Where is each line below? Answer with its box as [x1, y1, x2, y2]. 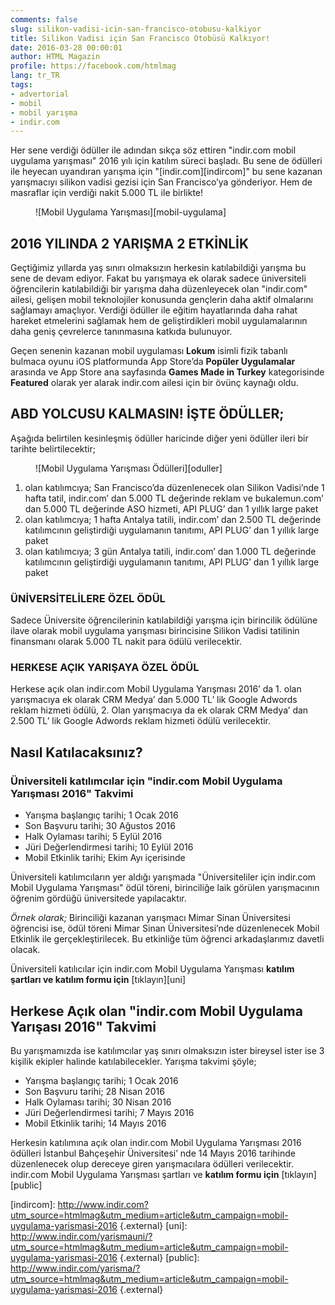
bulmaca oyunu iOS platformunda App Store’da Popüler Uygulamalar [10, 356, 296, 368]
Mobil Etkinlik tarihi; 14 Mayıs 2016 [24, 1117, 167, 1129]
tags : [10, 80, 33, 90]
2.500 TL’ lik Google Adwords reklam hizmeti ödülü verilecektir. [10, 715, 272, 727]
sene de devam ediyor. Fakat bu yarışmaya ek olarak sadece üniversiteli [10, 272, 307, 285]
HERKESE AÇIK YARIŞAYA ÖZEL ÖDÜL [10, 661, 200, 675]
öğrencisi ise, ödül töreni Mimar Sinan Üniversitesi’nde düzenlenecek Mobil [10, 922, 320, 935]
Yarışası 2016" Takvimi [10, 1018, 157, 1035]
